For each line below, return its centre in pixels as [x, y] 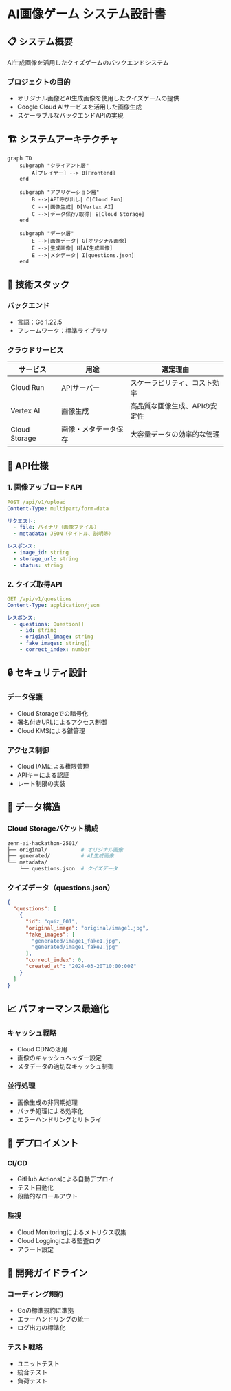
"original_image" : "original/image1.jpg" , [87, 928]
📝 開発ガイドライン [47, 1273]
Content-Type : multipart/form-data [58, 508]
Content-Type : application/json [53, 605]
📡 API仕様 [28, 466]
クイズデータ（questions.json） [61, 888]
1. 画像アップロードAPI [45, 488]
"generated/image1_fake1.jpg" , [77, 941]
